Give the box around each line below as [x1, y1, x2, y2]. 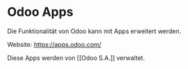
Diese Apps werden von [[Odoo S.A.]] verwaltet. [7, 53, 146, 62]
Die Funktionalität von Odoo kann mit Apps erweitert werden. [7, 27, 182, 35]
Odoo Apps [7, 4, 74, 20]
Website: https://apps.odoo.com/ [7, 40, 102, 48]
